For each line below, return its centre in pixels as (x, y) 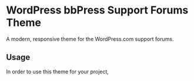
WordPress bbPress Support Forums (97, 10)
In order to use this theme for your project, (57, 72)
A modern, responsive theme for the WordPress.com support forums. (90, 39)
